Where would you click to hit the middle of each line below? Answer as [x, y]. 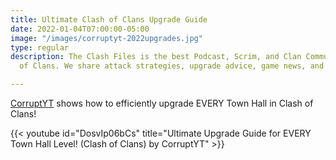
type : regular [40, 47]
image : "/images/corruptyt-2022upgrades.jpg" [106, 38]
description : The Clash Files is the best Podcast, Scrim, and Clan [156, 57]
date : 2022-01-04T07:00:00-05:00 [80, 29]
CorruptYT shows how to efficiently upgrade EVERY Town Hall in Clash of [162, 103]
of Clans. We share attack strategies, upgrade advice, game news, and [172, 66]
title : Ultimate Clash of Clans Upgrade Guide [109, 19]
